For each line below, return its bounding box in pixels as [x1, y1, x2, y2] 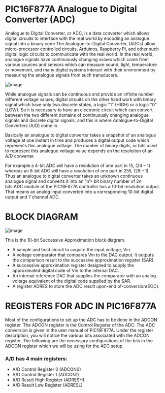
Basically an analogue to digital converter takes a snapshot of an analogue [5, 132, 156, 138]
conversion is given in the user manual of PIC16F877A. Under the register [5, 327, 154, 333]
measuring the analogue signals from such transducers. [5, 72, 119, 78]
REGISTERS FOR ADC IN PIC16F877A [5, 300, 157, 312]
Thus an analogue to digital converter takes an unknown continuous [5, 173, 143, 179]
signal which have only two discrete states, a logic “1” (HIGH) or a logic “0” [5, 101, 157, 107]
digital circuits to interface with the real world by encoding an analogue [5, 35, 149, 41]
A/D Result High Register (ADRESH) [12, 377, 85, 383]
